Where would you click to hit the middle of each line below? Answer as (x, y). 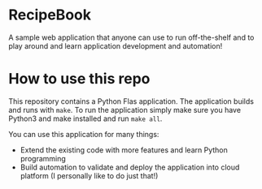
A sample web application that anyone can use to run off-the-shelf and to (131, 37)
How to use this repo (79, 79)
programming (43, 158)
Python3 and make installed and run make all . (85, 118)
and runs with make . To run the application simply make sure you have (125, 110)
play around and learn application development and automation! (116, 45)
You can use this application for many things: (84, 134)
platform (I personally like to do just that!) (89, 175)
